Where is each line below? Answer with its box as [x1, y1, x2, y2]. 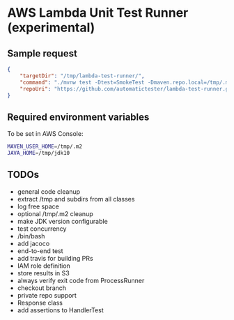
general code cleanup [17, 187, 81, 196]
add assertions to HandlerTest [17, 305, 104, 314]
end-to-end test [17, 246, 64, 255]
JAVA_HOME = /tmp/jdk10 [7, 150, 70, 157]
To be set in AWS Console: [7, 130, 84, 138]
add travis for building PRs [17, 254, 93, 262]
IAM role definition [17, 261, 71, 270]
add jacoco [17, 239, 50, 247]
